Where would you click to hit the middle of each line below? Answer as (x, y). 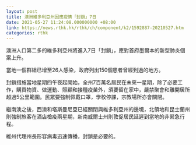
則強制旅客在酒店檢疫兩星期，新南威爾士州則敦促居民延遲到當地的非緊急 (93, 116)
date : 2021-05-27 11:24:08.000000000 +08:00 (61, 22)
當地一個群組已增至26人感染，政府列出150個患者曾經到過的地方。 (85, 70)
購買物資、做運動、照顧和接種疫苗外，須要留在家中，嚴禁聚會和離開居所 (103, 90)
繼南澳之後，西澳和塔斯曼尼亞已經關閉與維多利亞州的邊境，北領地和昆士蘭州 (98, 109)
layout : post (22, 11)
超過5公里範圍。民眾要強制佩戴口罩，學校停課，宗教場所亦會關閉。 (87, 97)
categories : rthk (27, 33)
